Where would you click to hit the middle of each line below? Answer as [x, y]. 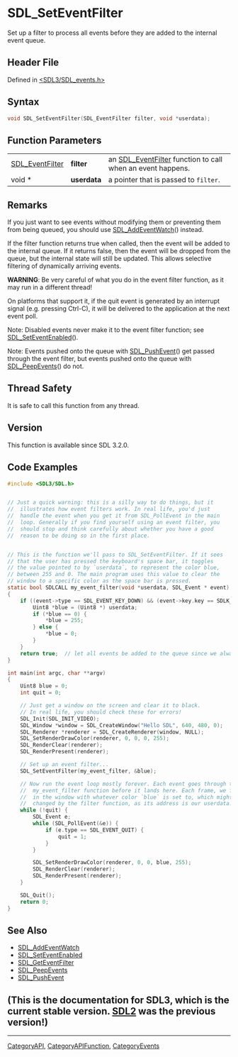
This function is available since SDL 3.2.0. [68, 445]
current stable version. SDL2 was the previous [112, 1011]
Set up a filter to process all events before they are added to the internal [112, 33]
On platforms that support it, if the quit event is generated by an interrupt [114, 301]
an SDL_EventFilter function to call [166, 160]
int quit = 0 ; [41, 693]
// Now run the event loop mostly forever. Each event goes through [123, 784]
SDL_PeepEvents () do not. [46, 366]
